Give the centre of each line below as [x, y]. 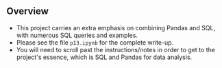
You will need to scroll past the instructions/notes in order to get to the [115, 49]
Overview [28, 11]
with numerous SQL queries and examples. [77, 35]
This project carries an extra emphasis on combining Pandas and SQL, [116, 27]
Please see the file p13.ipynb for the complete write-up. [95, 42]
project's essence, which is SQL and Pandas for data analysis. [104, 57]
